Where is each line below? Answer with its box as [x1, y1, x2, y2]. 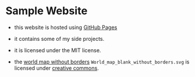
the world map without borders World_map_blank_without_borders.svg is [14, 58, 190, 65]
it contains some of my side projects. [14, 35, 105, 42]
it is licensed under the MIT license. [14, 46, 101, 54]
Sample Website [5, 4, 88, 18]
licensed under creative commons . [14, 64, 99, 72]
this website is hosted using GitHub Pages [14, 24, 117, 31]
